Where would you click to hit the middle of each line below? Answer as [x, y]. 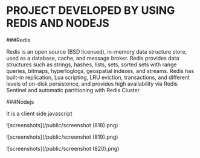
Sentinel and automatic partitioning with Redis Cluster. [73, 90]
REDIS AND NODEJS [58, 23]
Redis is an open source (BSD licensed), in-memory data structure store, [97, 51]
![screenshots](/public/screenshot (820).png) [63, 148]
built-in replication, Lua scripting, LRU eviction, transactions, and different [98, 77]
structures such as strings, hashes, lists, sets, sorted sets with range [92, 65]
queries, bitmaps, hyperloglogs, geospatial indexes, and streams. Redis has [100, 71]
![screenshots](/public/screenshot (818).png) [62, 125]
